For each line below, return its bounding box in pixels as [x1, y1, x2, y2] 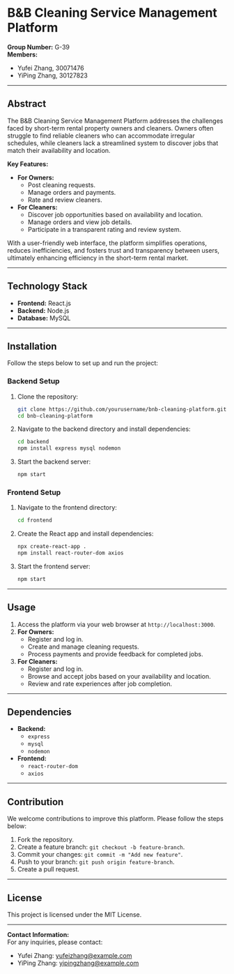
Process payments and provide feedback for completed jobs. [27, 649, 203, 658]
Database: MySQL [17, 313, 71, 322]
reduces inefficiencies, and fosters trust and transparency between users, [7, 246, 220, 254]
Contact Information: [7, 931, 70, 939]
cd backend [17, 438, 49, 445]
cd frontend [17, 517, 52, 524]
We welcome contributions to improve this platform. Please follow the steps [7, 815, 224, 823]
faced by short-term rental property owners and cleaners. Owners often [7, 124, 214, 132]
